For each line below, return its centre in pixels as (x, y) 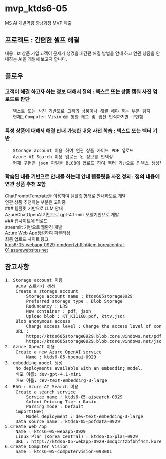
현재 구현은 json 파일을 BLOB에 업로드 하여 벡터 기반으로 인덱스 (81, 163)
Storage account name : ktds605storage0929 (80, 296)
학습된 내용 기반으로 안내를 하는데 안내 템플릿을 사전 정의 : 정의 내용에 (82, 176)
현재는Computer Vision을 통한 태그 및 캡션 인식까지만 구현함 (78, 117)
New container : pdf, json (59, 311)
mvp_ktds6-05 (36, 9)
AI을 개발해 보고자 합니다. (43, 59)
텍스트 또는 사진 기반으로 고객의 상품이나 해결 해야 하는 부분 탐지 (82, 111)
